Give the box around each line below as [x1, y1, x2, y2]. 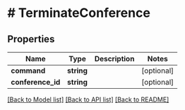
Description [94, 54, 135, 63]
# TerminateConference [7, 5, 150, 21]
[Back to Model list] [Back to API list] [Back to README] [7, 95, 169, 104]
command [11, 66, 46, 75]
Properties [7, 33, 55, 45]
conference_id [11, 78, 61, 87]
